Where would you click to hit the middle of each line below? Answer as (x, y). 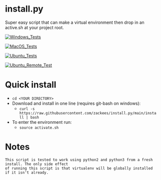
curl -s (27, 109)
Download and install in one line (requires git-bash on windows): (76, 103)
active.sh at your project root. (34, 27)
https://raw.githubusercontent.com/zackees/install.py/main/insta (88, 113)
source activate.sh (39, 128)
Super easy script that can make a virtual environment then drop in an (75, 22)
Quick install (31, 85)
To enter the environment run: (42, 122)
